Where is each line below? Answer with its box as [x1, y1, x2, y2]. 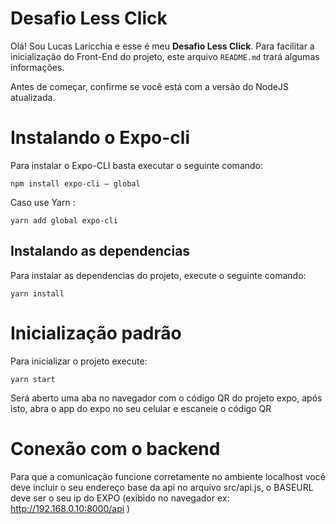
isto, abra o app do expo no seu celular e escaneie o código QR [10, 402, 272, 414]
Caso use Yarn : [10, 196, 76, 208]
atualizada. [10, 91, 56, 103]
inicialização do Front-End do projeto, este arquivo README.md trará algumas [10, 50, 320, 62]
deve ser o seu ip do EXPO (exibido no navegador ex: [10, 492, 230, 504]
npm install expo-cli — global [10, 178, 141, 189]
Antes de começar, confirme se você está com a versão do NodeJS [10, 80, 289, 92]
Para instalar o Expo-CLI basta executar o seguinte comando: [10, 159, 264, 171]
